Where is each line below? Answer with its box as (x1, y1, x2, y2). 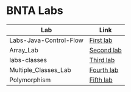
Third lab (89, 55, 115, 64)
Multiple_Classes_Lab (9, 65, 71, 74)
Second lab (89, 46, 122, 54)
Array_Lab (9, 46, 38, 54)
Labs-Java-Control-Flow (9, 36, 84, 44)
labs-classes (9, 55, 48, 64)
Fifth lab (89, 76, 113, 84)
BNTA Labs (6, 4, 64, 18)
